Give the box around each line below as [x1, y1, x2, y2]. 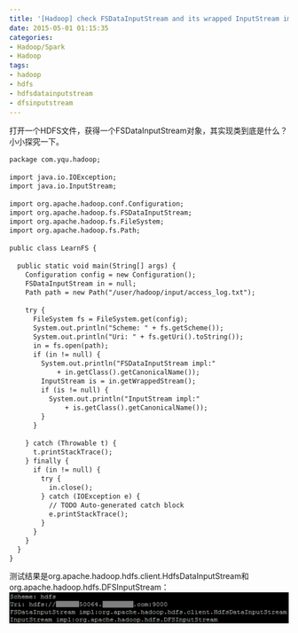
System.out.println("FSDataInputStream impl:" [41, 359, 216, 368]
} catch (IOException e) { [41, 492, 141, 501]
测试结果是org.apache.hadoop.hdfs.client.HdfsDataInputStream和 [9, 570, 250, 581]
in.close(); [48, 483, 93, 492]
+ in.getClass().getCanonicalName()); [56, 368, 200, 377]
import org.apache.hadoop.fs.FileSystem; [9, 217, 165, 226]
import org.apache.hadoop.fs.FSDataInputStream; [9, 208, 192, 217]
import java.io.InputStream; [9, 182, 117, 191]
